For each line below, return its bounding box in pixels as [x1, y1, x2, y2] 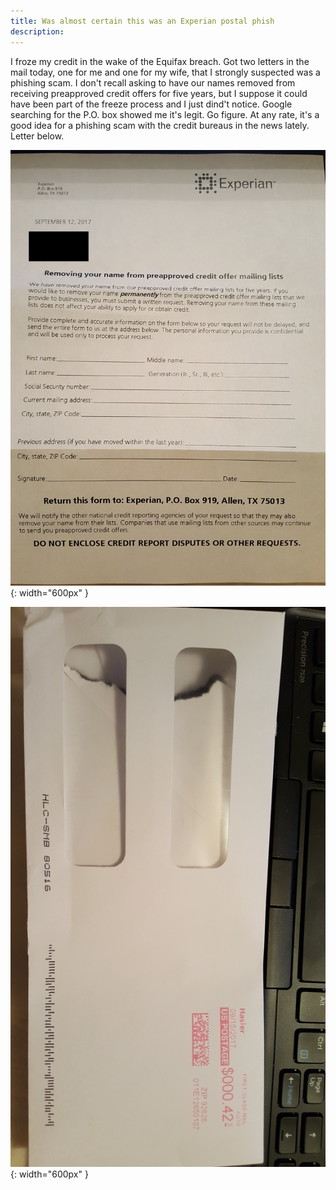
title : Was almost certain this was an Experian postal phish [10, 16, 275, 26]
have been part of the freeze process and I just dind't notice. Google [10, 98, 293, 110]
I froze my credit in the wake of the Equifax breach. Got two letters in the [10, 55, 310, 67]
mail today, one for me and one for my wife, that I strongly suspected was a [10, 66, 321, 78]
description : [10, 26, 65, 37]
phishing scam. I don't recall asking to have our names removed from [10, 76, 296, 89]
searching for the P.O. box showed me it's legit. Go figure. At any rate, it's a [10, 108, 320, 120]
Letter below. [10, 130, 65, 142]
